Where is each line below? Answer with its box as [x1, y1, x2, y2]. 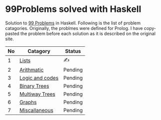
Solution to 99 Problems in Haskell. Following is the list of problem [5, 20, 141, 26]
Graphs [19, 99, 37, 106]
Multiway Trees [19, 91, 56, 98]
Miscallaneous [19, 107, 54, 114]
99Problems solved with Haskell [5, 3, 142, 15]
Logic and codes [19, 74, 59, 81]
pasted [5, 30, 20, 36]
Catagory [27, 47, 51, 54]
